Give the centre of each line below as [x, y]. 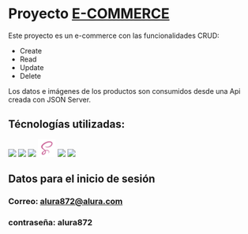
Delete [30, 76]
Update [32, 67]
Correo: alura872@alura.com [66, 202]
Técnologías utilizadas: [66, 124]
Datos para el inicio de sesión [82, 179]
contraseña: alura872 [51, 222]
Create [30, 50]
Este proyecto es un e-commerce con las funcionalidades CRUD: [114, 35]
